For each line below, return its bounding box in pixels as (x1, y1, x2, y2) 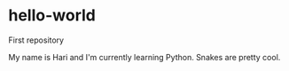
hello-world (8, 5, 97, 26)
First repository (8, 35, 64, 45)
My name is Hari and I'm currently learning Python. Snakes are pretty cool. (8, 51, 281, 62)
